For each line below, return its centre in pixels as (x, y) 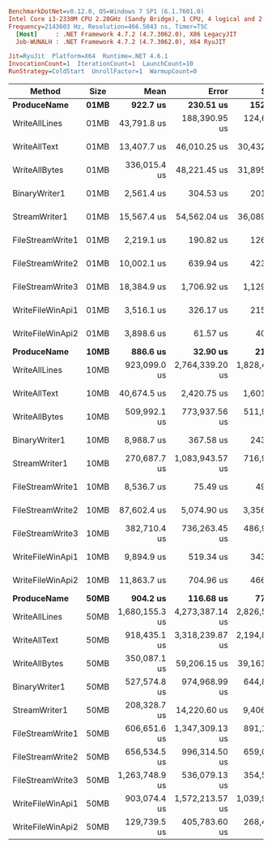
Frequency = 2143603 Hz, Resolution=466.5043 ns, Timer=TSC (108, 26)
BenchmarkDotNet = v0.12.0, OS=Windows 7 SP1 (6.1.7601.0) (106, 11)
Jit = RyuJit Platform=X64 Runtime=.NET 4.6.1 (88, 56)
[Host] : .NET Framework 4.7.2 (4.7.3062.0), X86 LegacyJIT (126, 34)
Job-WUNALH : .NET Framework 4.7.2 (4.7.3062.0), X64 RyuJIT (121, 41)
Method (45, 91)
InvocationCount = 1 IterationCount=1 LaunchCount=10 (101, 64)
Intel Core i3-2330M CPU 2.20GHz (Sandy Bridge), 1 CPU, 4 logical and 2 (136, 19)
